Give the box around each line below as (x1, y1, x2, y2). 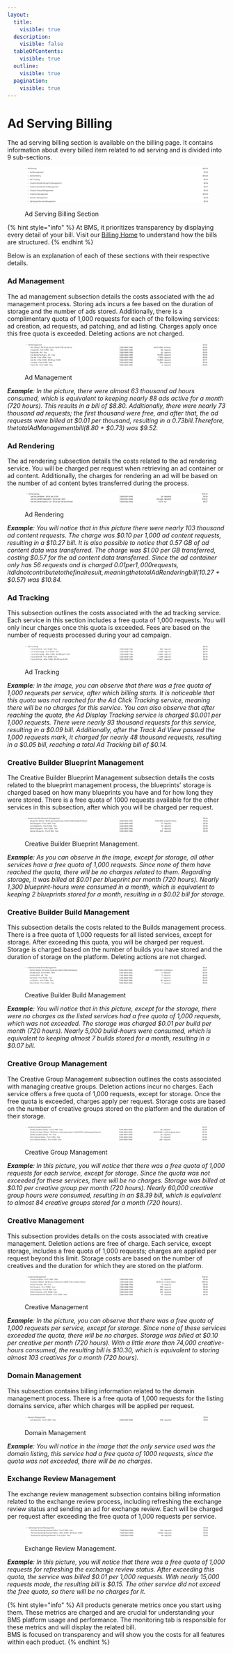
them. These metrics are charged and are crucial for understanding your (7, 1608, 214, 1616)
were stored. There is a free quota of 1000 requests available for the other (7, 796, 219, 804)
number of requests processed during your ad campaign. (7, 631, 172, 640)
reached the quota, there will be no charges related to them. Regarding (7, 867, 211, 876)
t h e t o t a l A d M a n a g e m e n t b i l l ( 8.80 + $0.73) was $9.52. (7, 424, 159, 432)
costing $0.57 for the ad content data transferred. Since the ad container (7, 553, 217, 562)
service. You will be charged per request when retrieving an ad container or (7, 464, 224, 473)
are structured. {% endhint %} (7, 238, 94, 246)
